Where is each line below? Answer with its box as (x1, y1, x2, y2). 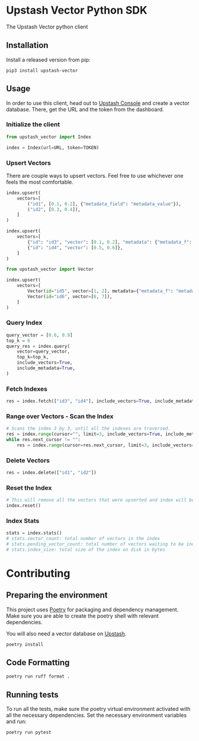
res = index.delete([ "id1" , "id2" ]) (6, 469, 97, 476)
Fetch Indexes (6, 385, 47, 393)
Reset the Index (6, 484, 52, 492)
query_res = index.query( (6, 343, 70, 349)
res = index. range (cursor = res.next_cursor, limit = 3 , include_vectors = (17, 442, 195, 448)
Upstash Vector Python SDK (6, 4, 147, 17)
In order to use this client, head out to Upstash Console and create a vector (6, 99, 190, 107)
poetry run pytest (6, 730, 52, 736)
